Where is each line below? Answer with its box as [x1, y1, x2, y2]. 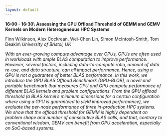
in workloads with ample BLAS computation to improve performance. [5, 56, 148, 62]
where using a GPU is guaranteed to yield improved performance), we [5, 98, 150, 105]
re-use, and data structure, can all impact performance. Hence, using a [5, 67, 153, 73]
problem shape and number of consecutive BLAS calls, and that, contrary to [5, 114, 163, 120]
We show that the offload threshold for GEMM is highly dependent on [5, 109, 148, 115]
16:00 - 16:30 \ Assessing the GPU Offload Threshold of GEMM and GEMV [5, 21, 161, 27]
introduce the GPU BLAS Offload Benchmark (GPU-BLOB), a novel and [5, 77, 151, 83]
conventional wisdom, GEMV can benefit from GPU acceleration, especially [5, 120, 161, 126]
